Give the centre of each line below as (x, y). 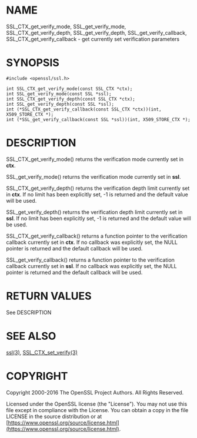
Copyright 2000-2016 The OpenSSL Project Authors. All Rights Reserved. (95, 392)
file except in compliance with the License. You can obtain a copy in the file (97, 410)
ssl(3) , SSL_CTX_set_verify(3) (42, 352)
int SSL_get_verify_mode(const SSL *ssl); (59, 94)
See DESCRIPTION (29, 312)
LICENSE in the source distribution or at (54, 416)
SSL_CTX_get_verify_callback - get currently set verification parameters (93, 39)
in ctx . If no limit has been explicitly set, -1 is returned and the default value (97, 194)
